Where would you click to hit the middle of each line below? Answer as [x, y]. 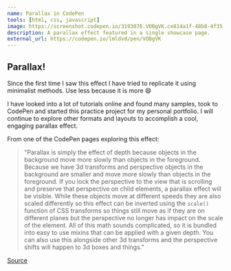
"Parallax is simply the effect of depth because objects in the [110, 152]
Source [17, 260]
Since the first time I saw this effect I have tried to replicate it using [102, 83]
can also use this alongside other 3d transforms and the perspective [121, 239]
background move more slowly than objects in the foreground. [112, 159]
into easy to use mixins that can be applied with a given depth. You [119, 232]
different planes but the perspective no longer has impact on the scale [123, 217]
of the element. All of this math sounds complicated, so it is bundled [120, 225]
